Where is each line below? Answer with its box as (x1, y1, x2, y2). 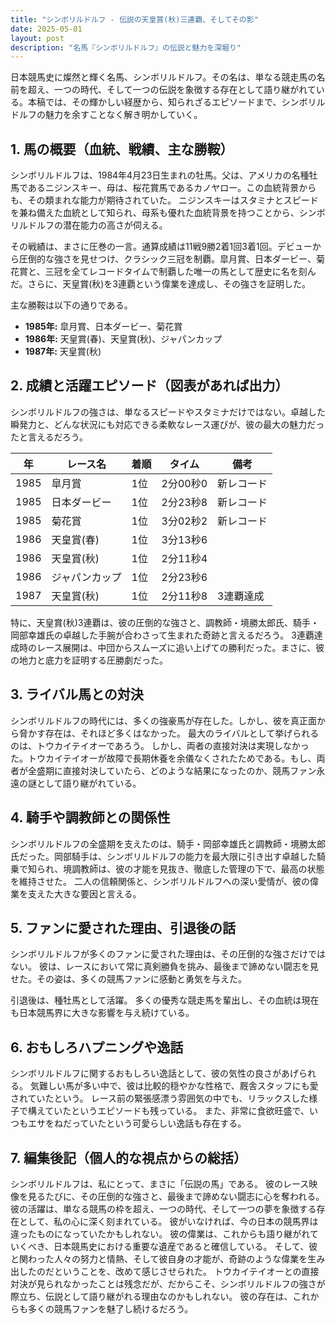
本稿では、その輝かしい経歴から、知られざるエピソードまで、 (27, 96, 282, 108)
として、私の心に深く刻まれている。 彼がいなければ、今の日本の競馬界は (18, 1215, 319, 1227)
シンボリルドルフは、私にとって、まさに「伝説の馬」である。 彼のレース (10, 1177, 310, 1190)
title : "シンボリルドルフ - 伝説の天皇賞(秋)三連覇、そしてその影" (10, 14, 259, 25)
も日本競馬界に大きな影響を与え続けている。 (10, 1007, 195, 1019)
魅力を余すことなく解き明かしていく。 (44, 109, 203, 121)
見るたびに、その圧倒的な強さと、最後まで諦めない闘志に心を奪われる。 (27, 1190, 325, 1202)
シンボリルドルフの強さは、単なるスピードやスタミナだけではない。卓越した (10, 406, 326, 418)
